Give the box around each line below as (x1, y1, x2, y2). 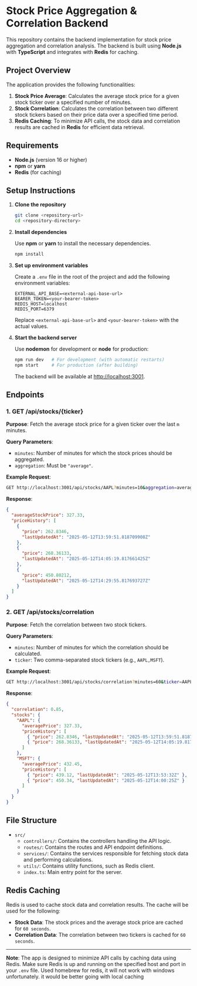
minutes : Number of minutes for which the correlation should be (14, 644, 169, 651)
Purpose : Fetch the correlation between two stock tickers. (6, 621, 147, 628)
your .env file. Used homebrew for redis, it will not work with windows (6, 967, 175, 974)
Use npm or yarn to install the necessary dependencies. (14, 240, 151, 247)
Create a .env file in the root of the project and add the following (14, 273, 170, 280)
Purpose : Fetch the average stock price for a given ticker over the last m (6, 421, 180, 428)
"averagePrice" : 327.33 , (21, 723, 83, 729)
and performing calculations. (23, 856, 93, 863)
